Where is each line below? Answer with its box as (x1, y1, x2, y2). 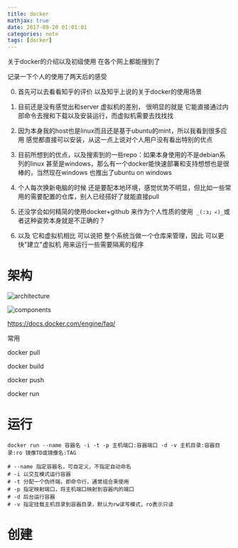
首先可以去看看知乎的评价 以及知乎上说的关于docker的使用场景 (17, 87, 202, 96)
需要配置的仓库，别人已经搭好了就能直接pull (30, 193, 160, 201)
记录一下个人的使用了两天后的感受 (7, 72, 107, 81)
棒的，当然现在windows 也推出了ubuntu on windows (17, 168, 172, 177)
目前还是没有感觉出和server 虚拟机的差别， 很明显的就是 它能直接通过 (17, 102, 222, 111)
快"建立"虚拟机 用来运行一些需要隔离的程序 (17, 240, 144, 249)
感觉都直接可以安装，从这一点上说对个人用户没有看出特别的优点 (26, 136, 213, 144)
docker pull (7, 348, 40, 357)
